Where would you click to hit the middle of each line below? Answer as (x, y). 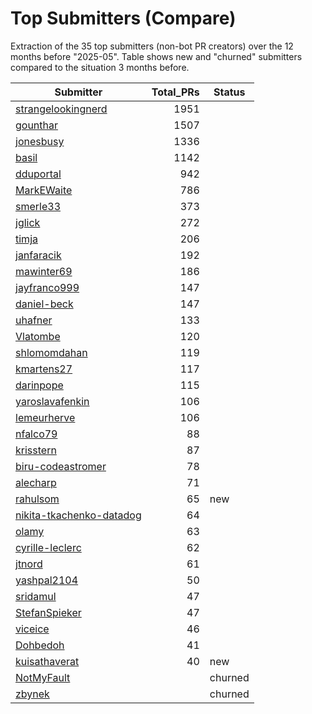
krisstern (36, 450)
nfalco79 (36, 434)
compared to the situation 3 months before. (100, 67)
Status (229, 92)
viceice (32, 629)
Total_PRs (175, 92)
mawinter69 (44, 271)
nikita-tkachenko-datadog (78, 515)
